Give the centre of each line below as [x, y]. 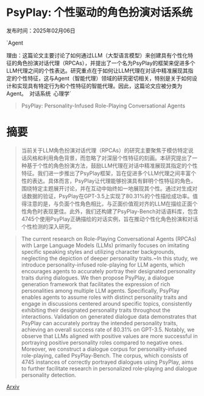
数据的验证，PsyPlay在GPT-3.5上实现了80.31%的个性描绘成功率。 [110, 196]
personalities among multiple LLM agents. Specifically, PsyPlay [100, 290]
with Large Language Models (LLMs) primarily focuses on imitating [105, 245]
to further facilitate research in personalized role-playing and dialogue [109, 368]
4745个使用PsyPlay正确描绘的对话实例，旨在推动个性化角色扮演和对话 [110, 219]
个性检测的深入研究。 [48, 226]
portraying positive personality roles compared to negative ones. [102, 342]
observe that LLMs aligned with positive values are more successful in [109, 336]
